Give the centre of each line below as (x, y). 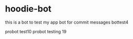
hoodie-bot (28, 9)
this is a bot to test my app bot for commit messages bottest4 (67, 22)
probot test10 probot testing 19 (36, 31)
